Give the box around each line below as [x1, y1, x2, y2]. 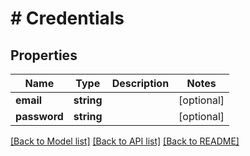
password [15, 110, 64, 123]
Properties [10, 47, 78, 64]
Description [111, 77, 170, 90]
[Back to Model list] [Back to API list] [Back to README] [10, 135, 240, 147]
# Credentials [10, 7, 125, 30]
